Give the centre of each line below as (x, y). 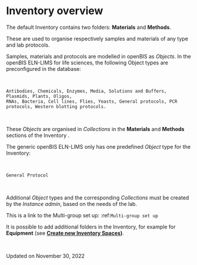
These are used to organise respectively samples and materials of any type (97, 38)
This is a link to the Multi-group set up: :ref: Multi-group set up (82, 215)
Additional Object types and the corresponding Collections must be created (98, 197)
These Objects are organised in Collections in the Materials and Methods (95, 129)
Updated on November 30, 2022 (46, 256)
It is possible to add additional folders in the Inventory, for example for (91, 227)
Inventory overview (55, 11)
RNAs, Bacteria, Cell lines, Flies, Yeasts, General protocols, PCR (92, 102)
